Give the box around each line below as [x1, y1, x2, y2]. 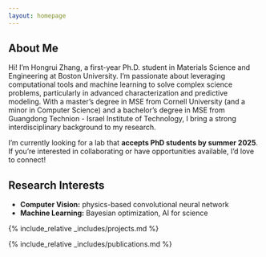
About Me [8, 42, 58, 55]
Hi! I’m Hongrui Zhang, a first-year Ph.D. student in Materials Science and [8, 63, 251, 72]
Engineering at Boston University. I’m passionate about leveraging [8, 71, 226, 81]
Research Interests [8, 178, 105, 192]
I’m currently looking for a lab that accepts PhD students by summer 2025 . [8, 138, 259, 148]
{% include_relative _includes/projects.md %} [8, 224, 159, 234]
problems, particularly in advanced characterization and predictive [8, 88, 228, 98]
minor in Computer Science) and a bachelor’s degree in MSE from [8, 105, 226, 115]
